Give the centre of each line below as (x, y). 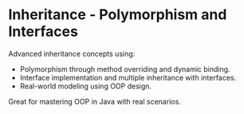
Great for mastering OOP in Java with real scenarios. (94, 101)
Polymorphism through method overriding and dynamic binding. (125, 69)
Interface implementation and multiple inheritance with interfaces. (128, 77)
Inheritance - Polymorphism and (118, 15)
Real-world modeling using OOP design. (86, 86)
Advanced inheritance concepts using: (72, 53)
